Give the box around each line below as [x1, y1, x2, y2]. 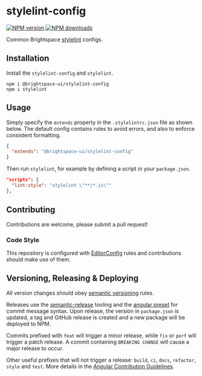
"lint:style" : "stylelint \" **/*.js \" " [11, 183, 112, 189]
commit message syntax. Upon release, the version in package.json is [6, 307, 179, 315]
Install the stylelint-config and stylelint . [6, 69, 113, 77]
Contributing [6, 205, 55, 215]
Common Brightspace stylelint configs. [6, 36, 103, 43]
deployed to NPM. [6, 320, 51, 327]
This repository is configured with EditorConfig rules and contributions [6, 249, 181, 257]
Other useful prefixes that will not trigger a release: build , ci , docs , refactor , [6, 356, 196, 363]
